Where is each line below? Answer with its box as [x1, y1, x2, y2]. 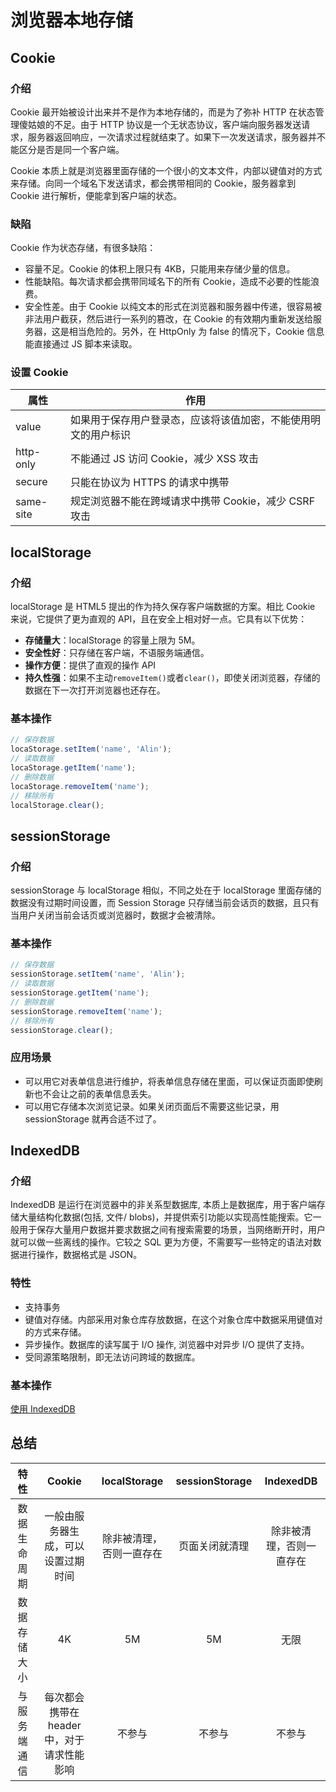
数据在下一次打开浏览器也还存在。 [24, 684, 166, 696]
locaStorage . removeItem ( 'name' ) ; [10, 781, 150, 791]
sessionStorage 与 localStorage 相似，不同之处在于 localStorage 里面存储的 [10, 884, 322, 896]
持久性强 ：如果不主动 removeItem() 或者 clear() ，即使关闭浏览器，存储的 [24, 672, 321, 684]
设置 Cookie [10, 366, 69, 380]
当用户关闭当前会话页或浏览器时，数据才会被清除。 [10, 909, 221, 921]
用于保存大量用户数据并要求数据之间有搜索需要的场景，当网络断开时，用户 [18, 1224, 326, 1236]
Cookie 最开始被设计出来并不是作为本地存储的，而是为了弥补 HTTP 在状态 [10, 106, 316, 118]
